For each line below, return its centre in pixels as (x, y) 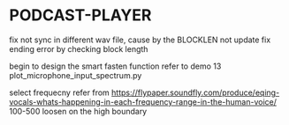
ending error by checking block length (79, 48)
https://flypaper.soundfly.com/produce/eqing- (196, 92)
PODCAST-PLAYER (80, 15)
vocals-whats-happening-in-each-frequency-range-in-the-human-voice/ (143, 101)
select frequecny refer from (60, 92)
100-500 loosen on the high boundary (78, 111)
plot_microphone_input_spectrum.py (76, 75)
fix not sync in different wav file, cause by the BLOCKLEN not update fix (140, 40)
